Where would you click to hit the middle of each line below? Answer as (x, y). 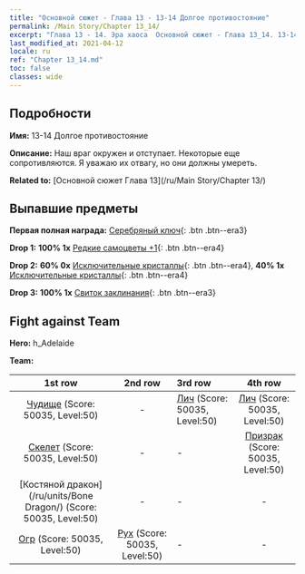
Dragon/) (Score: (61, 507)
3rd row (194, 384)
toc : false (30, 69)
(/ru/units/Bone (61, 496)
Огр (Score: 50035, (61, 539)
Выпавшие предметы (74, 208)
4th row (264, 384)
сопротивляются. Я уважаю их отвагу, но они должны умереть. (133, 162)
